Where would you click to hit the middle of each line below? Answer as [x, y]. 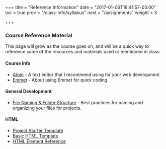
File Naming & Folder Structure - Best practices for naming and [78, 102]
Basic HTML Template [35, 136]
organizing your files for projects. [47, 108]
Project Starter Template [38, 130]
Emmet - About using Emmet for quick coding [60, 80]
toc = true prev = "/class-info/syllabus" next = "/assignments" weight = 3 [81, 13]
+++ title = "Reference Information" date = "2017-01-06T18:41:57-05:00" [81, 7]
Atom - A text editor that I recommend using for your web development [86, 74]
